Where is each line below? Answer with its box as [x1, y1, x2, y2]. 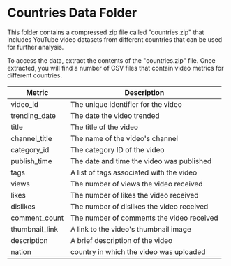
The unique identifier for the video [70, 99, 183, 109]
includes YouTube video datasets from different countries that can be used [7, 35, 222, 43]
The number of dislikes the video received [70, 201, 209, 211]
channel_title [10, 133, 52, 143]
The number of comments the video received [70, 213, 218, 223]
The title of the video [70, 122, 138, 132]
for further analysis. [7, 43, 64, 51]
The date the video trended [70, 110, 160, 120]
